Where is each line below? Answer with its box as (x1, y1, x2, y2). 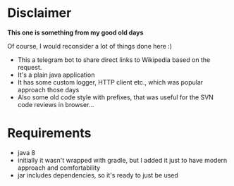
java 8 (17, 148, 36, 156)
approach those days (17, 85, 80, 94)
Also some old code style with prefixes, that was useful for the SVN (17, 93, 214, 101)
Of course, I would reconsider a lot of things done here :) (7, 42, 173, 50)
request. (17, 63, 42, 71)
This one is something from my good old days (7, 28, 144, 37)
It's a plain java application (17, 70, 95, 79)
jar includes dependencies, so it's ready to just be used (17, 170, 178, 179)
